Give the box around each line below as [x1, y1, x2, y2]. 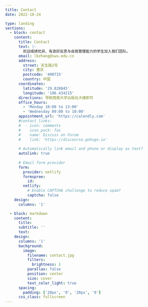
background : [18, 243, 43, 249]
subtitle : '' [18, 225, 46, 230]
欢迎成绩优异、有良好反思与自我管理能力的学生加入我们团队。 [23, 48, 131, 54]
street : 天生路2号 [23, 63, 58, 68]
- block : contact [9, 30, 46, 35]
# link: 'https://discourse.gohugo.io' [18, 137, 108, 142]
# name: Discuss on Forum [18, 132, 79, 137]
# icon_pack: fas [18, 128, 61, 133]
